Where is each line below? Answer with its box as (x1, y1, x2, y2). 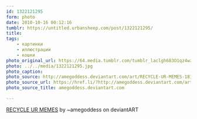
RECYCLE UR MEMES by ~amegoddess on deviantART (6, 106, 139, 113)
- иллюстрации (16, 47, 51, 53)
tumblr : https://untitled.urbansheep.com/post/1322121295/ (6, 25, 154, 31)
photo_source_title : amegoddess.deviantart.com (6, 85, 125, 91)
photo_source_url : (6, 80, 51, 86)
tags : (6, 36, 19, 42)
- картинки (16, 42, 43, 47)
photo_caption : (6, 69, 43, 74)
